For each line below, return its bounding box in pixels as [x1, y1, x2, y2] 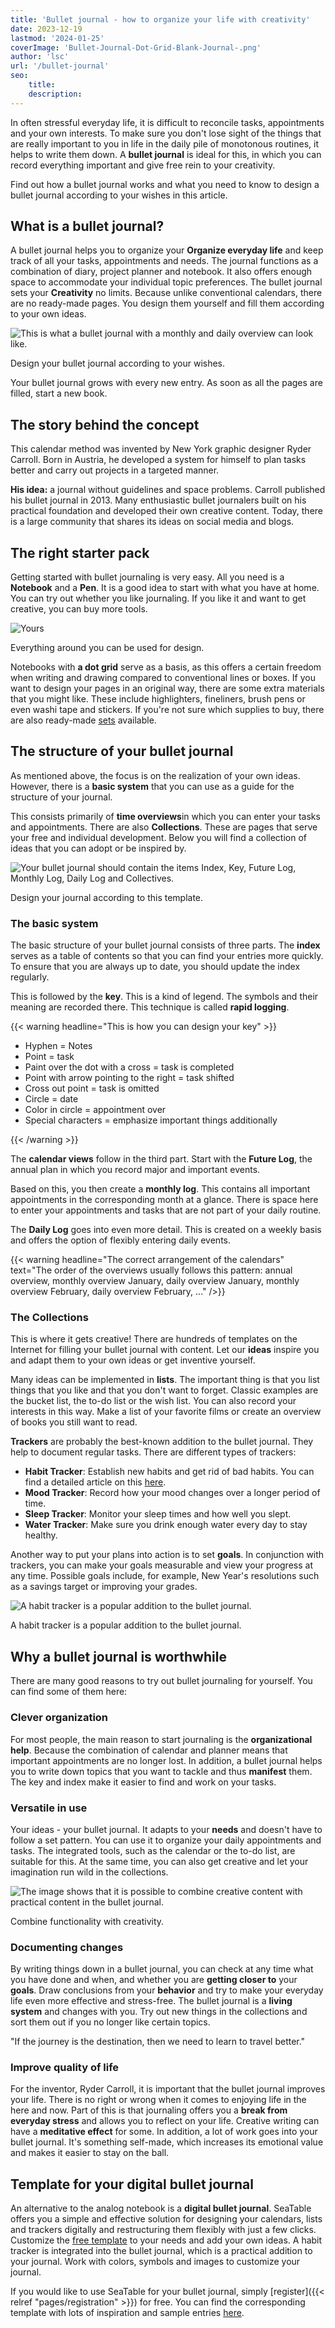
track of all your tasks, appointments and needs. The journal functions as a [10, 255, 319, 267]
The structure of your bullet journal [10, 743, 234, 760]
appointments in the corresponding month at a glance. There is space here [10, 1194, 319, 1206]
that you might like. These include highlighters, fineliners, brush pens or [10, 693, 306, 705]
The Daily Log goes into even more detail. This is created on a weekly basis [10, 1224, 322, 1236]
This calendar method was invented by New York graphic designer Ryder [10, 443, 312, 455]
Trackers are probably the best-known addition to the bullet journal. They [10, 1436, 314, 1448]
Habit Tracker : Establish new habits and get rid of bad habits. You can [24, 1466, 315, 1478]
